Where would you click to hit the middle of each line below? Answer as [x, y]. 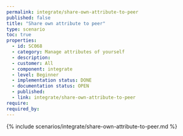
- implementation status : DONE [52, 80]
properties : [21, 40]
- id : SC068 [27, 47]
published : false [29, 18]
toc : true [19, 35]
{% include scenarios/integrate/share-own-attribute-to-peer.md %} [92, 126]
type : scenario [26, 29]
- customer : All [33, 63]
